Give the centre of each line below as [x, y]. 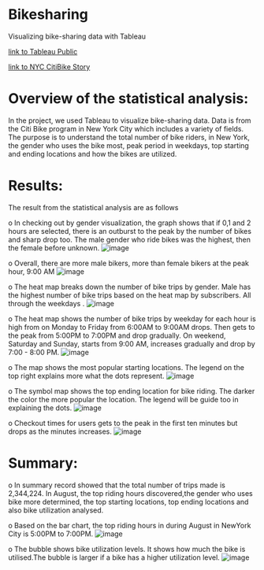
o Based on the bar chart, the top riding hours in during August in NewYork [130, 525]
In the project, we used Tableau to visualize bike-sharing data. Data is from [130, 120]
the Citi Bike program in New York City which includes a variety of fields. [126, 128]
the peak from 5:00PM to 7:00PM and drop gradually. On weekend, [117, 335]
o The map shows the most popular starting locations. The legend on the [126, 367]
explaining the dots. [40, 408]
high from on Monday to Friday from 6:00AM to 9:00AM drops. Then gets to [132, 327]
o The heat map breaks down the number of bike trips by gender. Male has [130, 287]
